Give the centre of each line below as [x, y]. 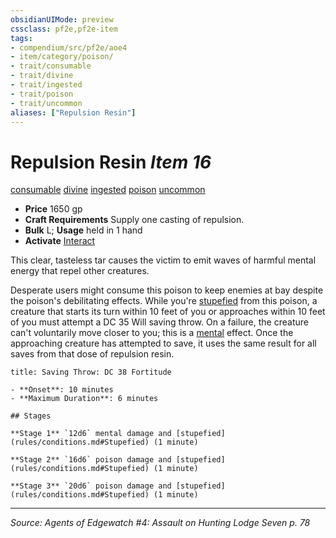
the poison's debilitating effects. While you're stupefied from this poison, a [164, 301]
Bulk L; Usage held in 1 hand [83, 230]
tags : [21, 38]
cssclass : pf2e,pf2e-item [64, 29]
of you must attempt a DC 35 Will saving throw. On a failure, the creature [159, 322]
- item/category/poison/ [62, 57]
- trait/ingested [46, 85]
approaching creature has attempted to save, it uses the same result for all [163, 343]
